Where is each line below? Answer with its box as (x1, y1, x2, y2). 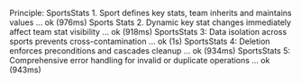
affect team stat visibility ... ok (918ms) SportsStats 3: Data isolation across (9, 27, 287, 37)
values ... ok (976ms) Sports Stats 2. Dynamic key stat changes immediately (9, 17, 291, 28)
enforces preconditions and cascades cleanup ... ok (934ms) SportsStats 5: (9, 46, 291, 56)
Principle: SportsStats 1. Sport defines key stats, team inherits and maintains (9, 8, 292, 18)
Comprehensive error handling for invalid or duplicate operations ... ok (9, 55, 270, 65)
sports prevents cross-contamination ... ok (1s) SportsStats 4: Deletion (9, 36, 270, 46)
